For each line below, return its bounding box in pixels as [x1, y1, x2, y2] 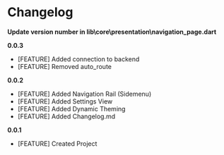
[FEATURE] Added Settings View [17, 97, 113, 106]
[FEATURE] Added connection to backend [17, 54, 140, 63]
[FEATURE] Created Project [17, 139, 98, 148]
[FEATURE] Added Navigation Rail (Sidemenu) [17, 89, 152, 98]
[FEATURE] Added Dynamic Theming [17, 104, 126, 113]
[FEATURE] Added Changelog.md [17, 112, 116, 120]
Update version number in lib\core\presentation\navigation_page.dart [7, 27, 217, 36]
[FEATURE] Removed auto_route [17, 62, 112, 70]
